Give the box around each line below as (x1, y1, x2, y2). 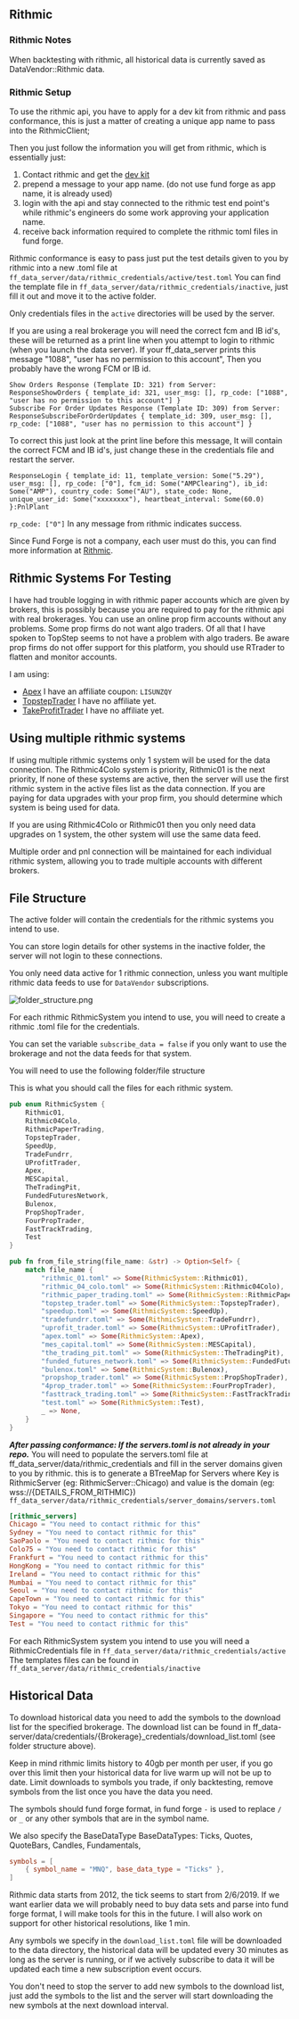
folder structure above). (9, 1740, 96, 1751)
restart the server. (9, 454, 76, 465)
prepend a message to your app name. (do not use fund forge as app (21, 178, 276, 189)
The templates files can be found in (9, 1654, 140, 1665)
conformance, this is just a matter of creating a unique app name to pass (9, 115, 276, 126)
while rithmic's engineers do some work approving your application (21, 207, 270, 218)
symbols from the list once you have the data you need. (9, 1786, 214, 1797)
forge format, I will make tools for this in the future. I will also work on (9, 1908, 263, 1919)
